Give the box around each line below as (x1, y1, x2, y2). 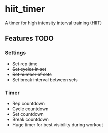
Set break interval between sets (12, 76, 78, 83)
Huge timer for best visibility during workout (12, 121, 103, 128)
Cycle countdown (12, 106, 49, 112)
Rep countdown (12, 100, 45, 106)
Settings (5, 49, 26, 56)
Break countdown (12, 116, 49, 122)
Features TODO (5, 34, 54, 43)
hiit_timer (5, 3, 45, 15)
